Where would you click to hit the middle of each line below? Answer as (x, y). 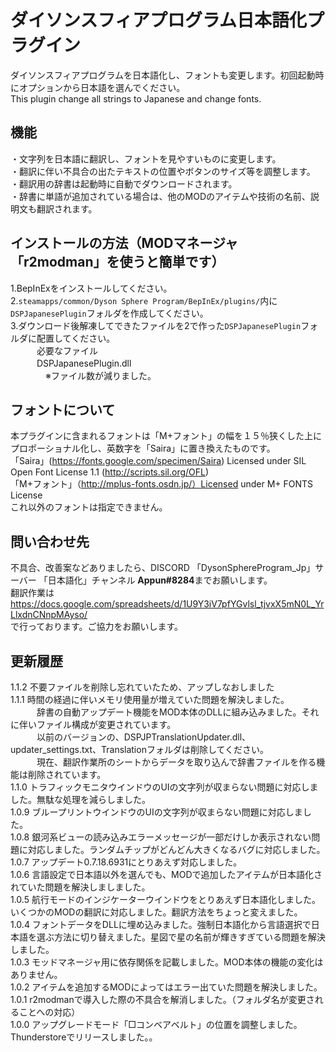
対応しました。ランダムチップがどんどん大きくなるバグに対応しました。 (176, 849)
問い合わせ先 (50, 541)
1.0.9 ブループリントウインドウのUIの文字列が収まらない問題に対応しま (156, 812)
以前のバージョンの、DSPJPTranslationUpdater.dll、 (144, 737)
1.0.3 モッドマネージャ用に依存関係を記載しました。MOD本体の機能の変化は (167, 962)
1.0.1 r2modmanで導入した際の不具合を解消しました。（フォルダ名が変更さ (162, 999)
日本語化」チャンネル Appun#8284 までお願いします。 (160, 580)
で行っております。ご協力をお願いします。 (97, 627)
